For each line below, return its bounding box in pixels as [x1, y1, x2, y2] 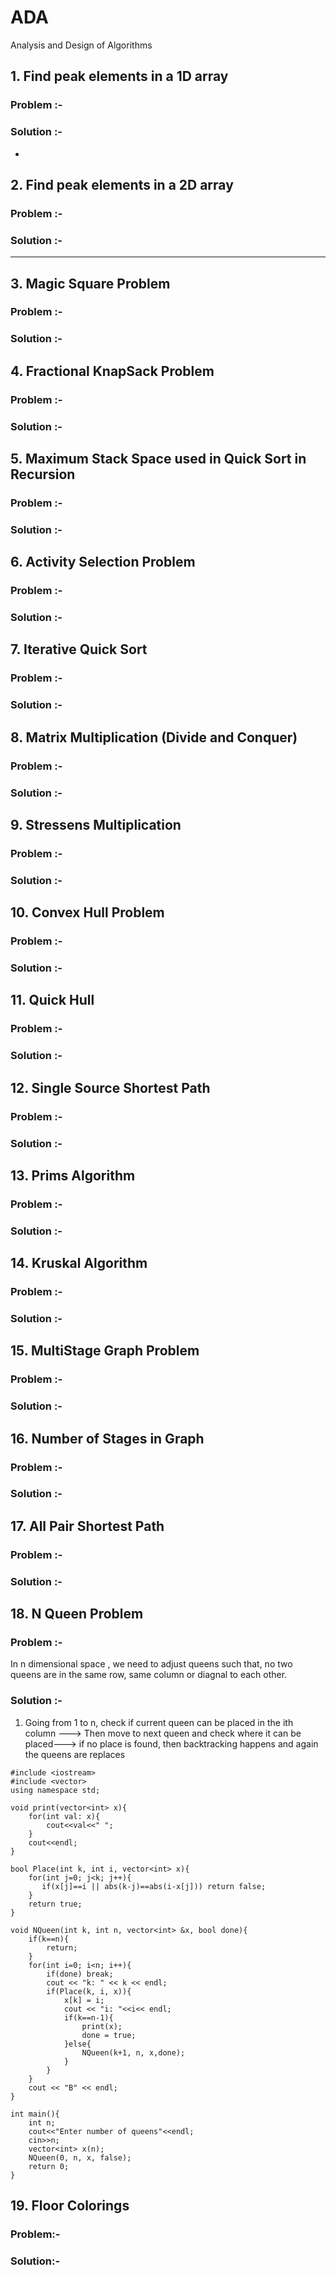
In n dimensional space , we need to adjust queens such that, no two [10, 1658, 293, 1670]
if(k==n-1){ [63, 2012, 114, 2023]
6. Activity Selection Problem [10, 554, 196, 571]
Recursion [10, 466, 76, 483]
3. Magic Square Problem [10, 275, 171, 292]
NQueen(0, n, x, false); [28, 2152, 132, 2163]
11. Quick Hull [10, 992, 95, 1009]
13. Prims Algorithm [10, 1167, 136, 1184]
